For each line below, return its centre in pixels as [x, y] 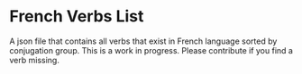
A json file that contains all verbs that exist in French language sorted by [143, 41]
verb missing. [35, 60]
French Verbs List [77, 16]
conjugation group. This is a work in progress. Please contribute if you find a [151, 50]
